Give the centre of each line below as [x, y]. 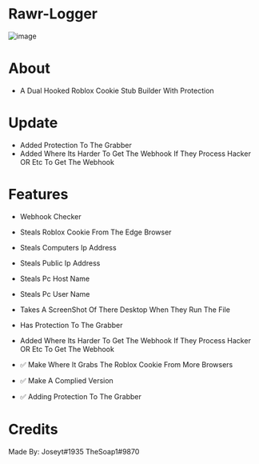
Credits [33, 429]
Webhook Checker [50, 216]
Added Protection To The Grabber [76, 145]
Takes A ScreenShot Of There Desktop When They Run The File [125, 310]
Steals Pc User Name [55, 294]
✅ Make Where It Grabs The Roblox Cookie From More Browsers [126, 364]
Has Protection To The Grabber [71, 325]
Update [33, 123]
